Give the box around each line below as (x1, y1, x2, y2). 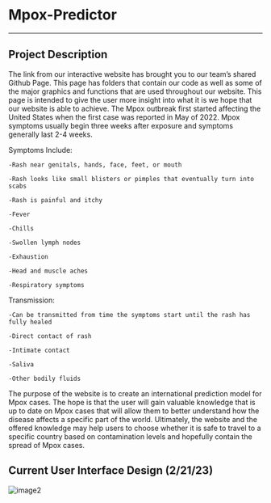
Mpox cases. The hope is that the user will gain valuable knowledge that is (8, 397, 256, 407)
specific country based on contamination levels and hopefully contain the (8, 431, 252, 442)
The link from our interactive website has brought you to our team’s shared (8, 69, 256, 78)
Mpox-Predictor (8, 6, 117, 24)
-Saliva (8, 360, 35, 369)
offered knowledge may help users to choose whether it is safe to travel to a (8, 423, 261, 433)
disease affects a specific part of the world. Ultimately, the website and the (8, 414, 258, 424)
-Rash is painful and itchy (8, 196, 103, 204)
